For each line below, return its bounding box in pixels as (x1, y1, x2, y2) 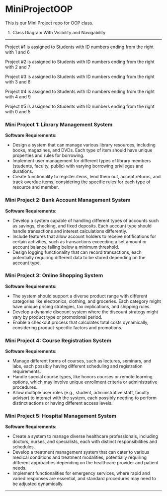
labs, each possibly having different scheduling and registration (12, 363, 143, 369)
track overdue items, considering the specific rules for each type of (12, 179, 151, 185)
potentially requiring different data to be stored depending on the (12, 254, 146, 260)
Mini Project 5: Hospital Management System (5, 413, 117, 420)
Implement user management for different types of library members (12, 158, 151, 164)
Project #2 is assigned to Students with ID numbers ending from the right (5, 59, 155, 65)
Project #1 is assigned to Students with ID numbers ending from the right (5, 44, 154, 50)
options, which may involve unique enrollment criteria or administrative (12, 379, 158, 385)
